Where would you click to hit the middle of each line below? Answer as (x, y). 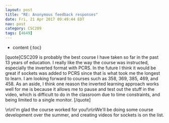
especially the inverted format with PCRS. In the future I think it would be (81, 68)
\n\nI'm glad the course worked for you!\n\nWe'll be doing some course (79, 109)
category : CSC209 (23, 29)
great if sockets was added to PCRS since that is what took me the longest (83, 73)
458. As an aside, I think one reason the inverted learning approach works (82, 84)
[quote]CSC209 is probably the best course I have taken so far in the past (82, 57)
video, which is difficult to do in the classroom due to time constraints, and (83, 94)
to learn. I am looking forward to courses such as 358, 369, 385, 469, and (82, 79)
